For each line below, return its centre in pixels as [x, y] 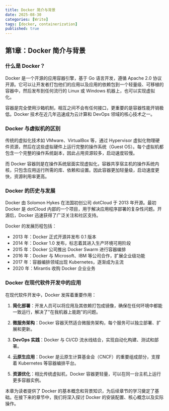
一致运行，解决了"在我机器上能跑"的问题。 [56, 312]
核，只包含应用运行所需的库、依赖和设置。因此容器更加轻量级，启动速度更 [82, 170]
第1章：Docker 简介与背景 [46, 50]
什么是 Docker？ [25, 66]
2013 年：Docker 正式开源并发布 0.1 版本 [54, 237]
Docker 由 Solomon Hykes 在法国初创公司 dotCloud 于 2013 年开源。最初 [81, 203]
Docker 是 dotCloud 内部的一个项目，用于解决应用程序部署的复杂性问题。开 [83, 209]
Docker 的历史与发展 [30, 191]
